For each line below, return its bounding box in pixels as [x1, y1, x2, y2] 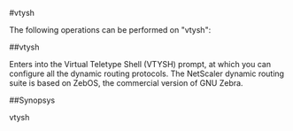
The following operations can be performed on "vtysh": [9, 25, 212, 35]
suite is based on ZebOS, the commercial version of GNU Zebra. [9, 78, 243, 88]
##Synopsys [9, 95, 56, 105]
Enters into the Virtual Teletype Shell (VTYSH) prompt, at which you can [9, 59, 272, 69]
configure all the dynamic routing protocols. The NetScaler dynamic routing [9, 68, 285, 79]
